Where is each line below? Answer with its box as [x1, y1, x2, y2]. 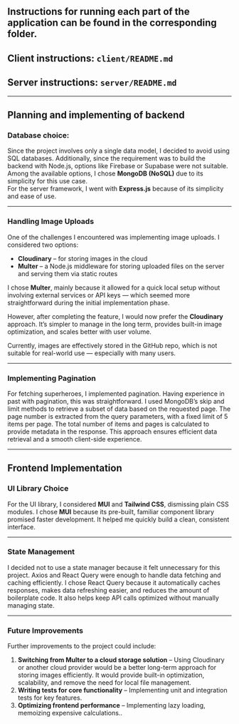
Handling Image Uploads [7, 217, 95, 227]
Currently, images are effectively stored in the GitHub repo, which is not [7, 341, 218, 350]
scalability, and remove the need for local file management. [17, 678, 192, 687]
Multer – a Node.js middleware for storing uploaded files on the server [17, 262, 225, 270]
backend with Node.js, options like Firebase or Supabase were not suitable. [7, 162, 228, 170]
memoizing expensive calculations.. [17, 709, 123, 718]
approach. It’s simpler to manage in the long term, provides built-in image [7, 320, 223, 328]
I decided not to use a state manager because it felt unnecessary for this [7, 563, 221, 571]
